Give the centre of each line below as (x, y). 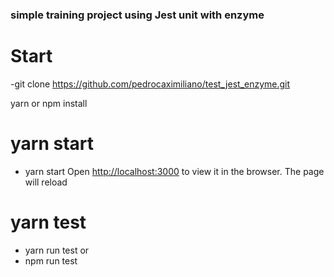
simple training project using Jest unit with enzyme (137, 15)
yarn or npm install (49, 103)
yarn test (48, 222)
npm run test (51, 260)
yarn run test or (57, 250)
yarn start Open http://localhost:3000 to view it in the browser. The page (174, 171)
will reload (46, 182)
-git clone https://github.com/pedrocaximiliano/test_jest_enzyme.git (150, 84)
